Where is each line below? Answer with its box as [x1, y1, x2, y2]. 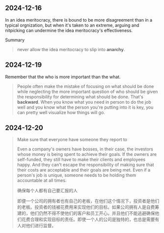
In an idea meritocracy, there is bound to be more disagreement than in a [5, 17, 153, 23]
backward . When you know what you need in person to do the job [17, 99, 151, 105]
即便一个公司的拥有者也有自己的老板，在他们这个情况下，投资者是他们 [17, 198, 160, 204]
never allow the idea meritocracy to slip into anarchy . [17, 46, 125, 52]
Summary [5, 37, 25, 43]
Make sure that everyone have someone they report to [17, 137, 128, 143]
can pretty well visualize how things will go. [17, 109, 106, 115]
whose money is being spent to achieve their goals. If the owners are [17, 151, 157, 157]
